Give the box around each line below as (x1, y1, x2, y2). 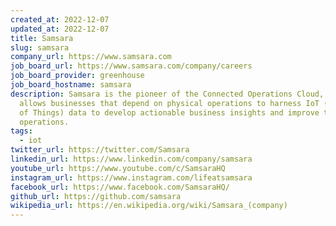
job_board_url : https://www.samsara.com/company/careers (10, 61, 253, 71)
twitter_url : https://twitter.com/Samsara (10, 145, 190, 155)
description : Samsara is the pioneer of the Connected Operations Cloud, (10, 89, 325, 99)
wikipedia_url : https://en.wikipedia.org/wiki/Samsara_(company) (10, 201, 288, 211)
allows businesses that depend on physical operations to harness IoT (19, 98, 320, 108)
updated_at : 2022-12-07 (10, 24, 110, 34)
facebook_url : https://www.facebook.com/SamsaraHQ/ (10, 182, 230, 192)
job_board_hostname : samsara (10, 80, 132, 90)
